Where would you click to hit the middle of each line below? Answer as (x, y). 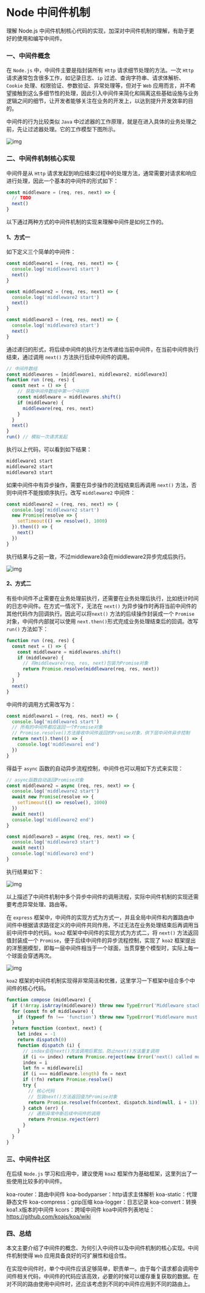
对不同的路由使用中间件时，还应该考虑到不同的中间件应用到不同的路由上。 (100, 1284)
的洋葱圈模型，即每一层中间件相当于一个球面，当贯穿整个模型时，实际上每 (100, 948)
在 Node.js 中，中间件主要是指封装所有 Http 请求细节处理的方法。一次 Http (100, 70)
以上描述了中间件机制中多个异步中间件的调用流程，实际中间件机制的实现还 (100, 897)
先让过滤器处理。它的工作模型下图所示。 (68, 129)
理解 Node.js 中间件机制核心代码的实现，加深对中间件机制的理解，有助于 (98, 31)
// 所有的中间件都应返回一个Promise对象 (57, 727)
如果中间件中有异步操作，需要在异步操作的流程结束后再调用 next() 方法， (99, 485)
